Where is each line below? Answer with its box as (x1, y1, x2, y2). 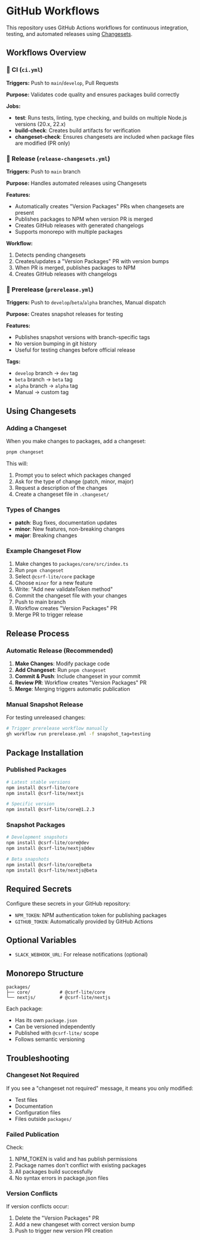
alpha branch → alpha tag (14, 382, 78, 389)
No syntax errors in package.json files (14, 1174, 109, 1182)
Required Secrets (6, 884, 72, 894)
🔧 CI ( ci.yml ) (6, 66, 43, 74)
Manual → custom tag (14, 389, 69, 396)
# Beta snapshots (6, 857, 50, 863)
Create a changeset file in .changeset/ (14, 490, 109, 498)
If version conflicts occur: (6, 1203, 69, 1210)
